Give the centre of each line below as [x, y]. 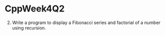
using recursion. [29, 27]
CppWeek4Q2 [35, 9]
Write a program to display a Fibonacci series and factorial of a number [86, 22]
